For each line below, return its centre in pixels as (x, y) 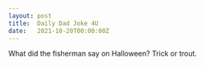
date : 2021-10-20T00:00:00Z (59, 31)
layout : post (30, 16)
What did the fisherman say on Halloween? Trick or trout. (102, 54)
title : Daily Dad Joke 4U (53, 23)
